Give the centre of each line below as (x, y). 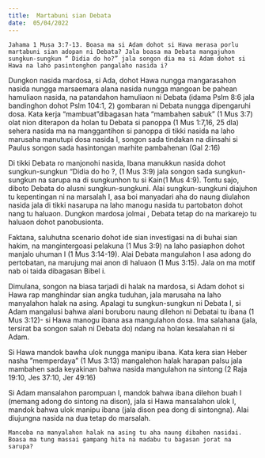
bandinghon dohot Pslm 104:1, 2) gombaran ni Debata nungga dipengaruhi (129, 105)
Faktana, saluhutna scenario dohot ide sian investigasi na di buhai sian (123, 237)
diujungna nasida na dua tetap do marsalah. (79, 418)
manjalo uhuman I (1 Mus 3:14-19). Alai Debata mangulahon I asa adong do (130, 254)
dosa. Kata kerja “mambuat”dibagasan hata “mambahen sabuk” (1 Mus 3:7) (131, 114)
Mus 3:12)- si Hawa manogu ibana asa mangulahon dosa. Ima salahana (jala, (133, 320)
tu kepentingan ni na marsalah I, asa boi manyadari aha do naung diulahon (129, 197)
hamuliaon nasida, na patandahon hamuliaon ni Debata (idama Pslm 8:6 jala (131, 97)
